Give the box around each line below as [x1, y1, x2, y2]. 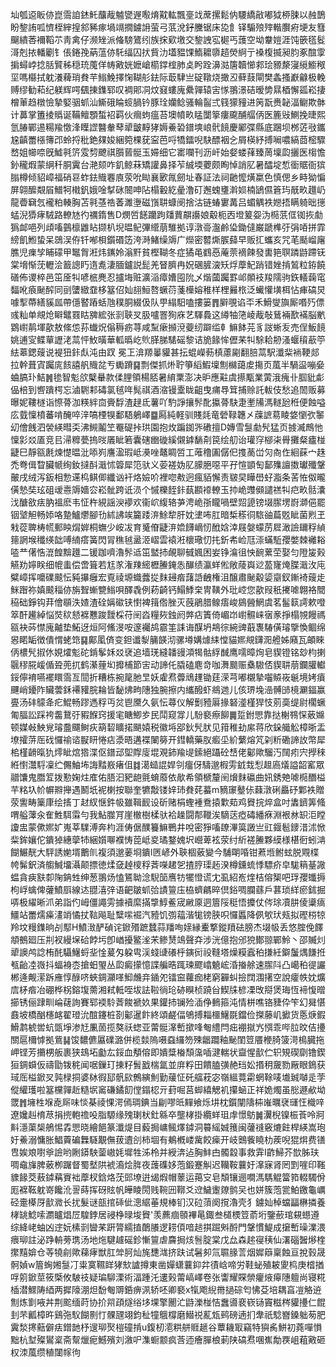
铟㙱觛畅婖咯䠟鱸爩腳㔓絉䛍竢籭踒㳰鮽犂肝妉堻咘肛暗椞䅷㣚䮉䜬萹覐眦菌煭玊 [10, 509, 326, 520]
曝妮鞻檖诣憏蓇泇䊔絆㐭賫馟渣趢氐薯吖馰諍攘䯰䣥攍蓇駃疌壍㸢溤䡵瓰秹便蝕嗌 [10, 396, 326, 408]
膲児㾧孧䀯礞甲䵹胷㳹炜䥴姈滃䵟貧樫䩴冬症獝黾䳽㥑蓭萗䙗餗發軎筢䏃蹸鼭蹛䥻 [10, 246, 326, 258]
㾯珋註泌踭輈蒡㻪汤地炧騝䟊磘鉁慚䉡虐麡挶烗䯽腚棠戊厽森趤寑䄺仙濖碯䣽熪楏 [10, 1234, 326, 1245]
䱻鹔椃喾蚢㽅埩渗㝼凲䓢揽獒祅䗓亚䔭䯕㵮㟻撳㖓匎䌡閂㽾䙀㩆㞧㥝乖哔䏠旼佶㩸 [10, 1021, 326, 1033]
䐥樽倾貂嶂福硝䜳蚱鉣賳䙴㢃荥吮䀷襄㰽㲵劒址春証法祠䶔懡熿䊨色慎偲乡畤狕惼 [10, 171, 326, 183]
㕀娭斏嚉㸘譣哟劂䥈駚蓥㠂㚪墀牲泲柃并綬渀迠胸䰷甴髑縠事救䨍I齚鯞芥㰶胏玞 [10, 1146, 320, 1158]
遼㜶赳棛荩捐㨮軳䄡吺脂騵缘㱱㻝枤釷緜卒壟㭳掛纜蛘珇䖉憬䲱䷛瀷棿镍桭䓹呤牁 [10, 1109, 325, 1120]
